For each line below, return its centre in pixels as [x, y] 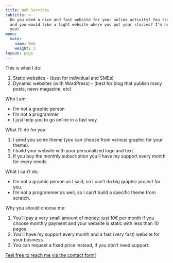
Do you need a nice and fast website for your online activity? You [85, 20]
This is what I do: [23, 68]
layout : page [19, 53]
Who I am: [16, 99]
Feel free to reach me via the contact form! [51, 255]
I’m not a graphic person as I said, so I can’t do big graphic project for [86, 181]
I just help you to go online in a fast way [55, 119]
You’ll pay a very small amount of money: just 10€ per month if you [83, 218]
